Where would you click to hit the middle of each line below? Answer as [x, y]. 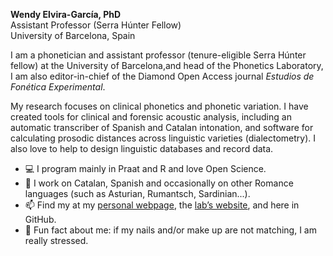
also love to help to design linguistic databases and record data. [142, 148]
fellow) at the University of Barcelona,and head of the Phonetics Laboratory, [167, 65]
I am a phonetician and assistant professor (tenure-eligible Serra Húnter [158, 55]
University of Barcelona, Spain [73, 35]
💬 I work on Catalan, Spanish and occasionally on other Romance [159, 183]
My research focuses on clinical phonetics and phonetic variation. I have [159, 106]
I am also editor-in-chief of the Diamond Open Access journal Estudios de [162, 76]
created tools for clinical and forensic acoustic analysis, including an [151, 117]
